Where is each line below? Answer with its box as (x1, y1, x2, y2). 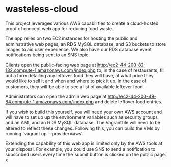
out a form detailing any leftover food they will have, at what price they (5, 72, 154, 78)
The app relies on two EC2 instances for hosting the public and (5, 35, 138, 41)
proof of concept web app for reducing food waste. (5, 25, 113, 31)
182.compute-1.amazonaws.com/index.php (5, 67, 96, 73)
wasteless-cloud (5, 3, 78, 15)
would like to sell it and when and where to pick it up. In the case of (5, 78, 147, 84)
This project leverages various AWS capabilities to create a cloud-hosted (5, 20, 159, 26)
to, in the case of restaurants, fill (96, 67, 165, 73)
